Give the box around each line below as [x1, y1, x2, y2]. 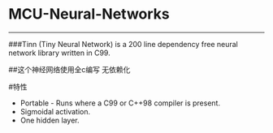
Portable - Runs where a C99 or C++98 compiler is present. [19, 98, 221, 108]
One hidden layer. [19, 115, 80, 125]
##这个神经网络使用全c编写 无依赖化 [8, 64, 131, 74]
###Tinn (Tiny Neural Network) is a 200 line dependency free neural [8, 39, 238, 49]
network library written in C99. [8, 48, 111, 58]
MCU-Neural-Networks [8, 5, 170, 24]
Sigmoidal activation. [19, 106, 91, 116]
